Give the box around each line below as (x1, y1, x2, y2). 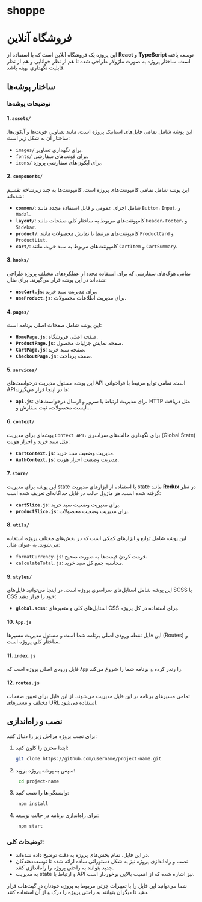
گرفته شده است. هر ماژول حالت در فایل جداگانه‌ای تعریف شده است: (7, 489, 161, 496)
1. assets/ (7, 115, 31, 122)
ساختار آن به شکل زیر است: (7, 134, 70, 142)
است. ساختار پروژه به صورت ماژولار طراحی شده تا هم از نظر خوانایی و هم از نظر (7, 58, 191, 65)
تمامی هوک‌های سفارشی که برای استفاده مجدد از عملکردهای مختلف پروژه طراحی (7, 270, 191, 277)
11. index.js (7, 652, 36, 659)
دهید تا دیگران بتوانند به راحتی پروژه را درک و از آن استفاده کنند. (7, 889, 149, 896)
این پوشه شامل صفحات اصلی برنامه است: (7, 321, 102, 329)
